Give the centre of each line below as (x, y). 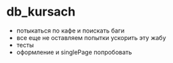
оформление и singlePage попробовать (74, 52)
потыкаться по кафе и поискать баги (70, 30)
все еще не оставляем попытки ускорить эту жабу (91, 37)
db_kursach (41, 12)
